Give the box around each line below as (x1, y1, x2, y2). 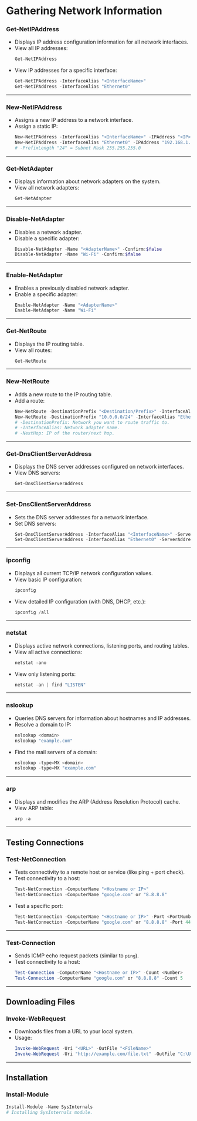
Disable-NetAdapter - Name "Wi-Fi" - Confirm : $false (14, 251, 141, 257)
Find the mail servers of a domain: (14, 748, 97, 755)
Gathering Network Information (6, 4, 162, 18)
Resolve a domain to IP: (14, 721, 72, 728)
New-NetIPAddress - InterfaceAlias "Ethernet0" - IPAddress (14, 140, 159, 145)
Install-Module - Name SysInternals (6, 1104, 93, 1110)
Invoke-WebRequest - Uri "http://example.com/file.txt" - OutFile (14, 1051, 175, 1057)
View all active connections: (14, 648, 83, 655)
